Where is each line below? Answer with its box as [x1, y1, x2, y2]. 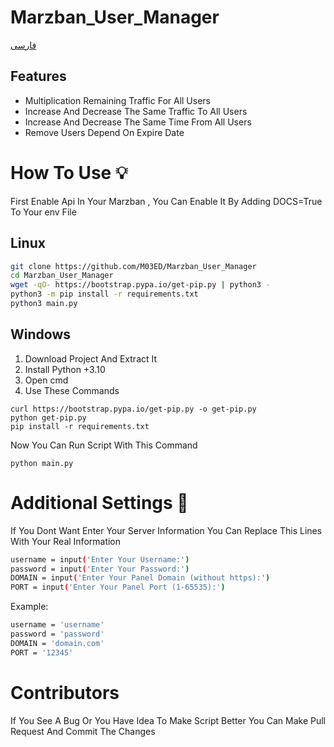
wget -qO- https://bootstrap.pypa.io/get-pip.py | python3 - [10, 280, 271, 290]
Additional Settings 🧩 [10, 491, 189, 514]
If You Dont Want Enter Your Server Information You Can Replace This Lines [10, 524, 323, 536]
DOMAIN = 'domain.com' [10, 638, 105, 648]
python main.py [10, 458, 74, 468]
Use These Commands [24, 384, 120, 396]
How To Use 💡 [10, 161, 128, 184]
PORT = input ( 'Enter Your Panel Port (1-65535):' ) [10, 582, 226, 593]
